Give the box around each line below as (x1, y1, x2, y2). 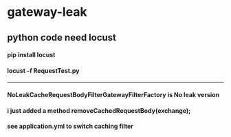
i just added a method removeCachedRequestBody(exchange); (7, 106, 191, 114)
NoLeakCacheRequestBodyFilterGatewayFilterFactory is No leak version (7, 90, 220, 98)
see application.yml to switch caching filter (7, 122, 134, 131)
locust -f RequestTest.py (7, 66, 80, 74)
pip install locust (7, 51, 56, 59)
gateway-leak (7, 4, 87, 20)
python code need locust (7, 32, 117, 43)
